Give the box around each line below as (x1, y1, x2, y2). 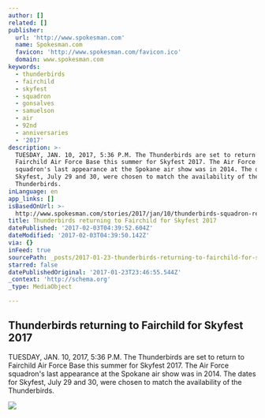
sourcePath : (8, 253, 47, 261)
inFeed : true (8, 246, 51, 254)
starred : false (8, 261, 58, 269)
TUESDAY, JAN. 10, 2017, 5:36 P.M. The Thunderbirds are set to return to (8, 352, 244, 361)
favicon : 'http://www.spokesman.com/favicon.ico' (15, 48, 181, 56)
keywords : (8, 63, 41, 71)
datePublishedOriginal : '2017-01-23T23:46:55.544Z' (8, 268, 181, 276)
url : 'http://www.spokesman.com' (15, 33, 125, 42)
